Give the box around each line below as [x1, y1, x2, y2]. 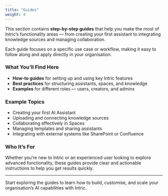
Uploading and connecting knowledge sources [12, 115, 109, 121]
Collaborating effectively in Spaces [12, 120, 85, 126]
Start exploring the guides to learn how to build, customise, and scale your [5, 179, 158, 185]
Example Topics [5, 98, 45, 105]
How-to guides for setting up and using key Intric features [12, 75, 133, 81]
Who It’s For [5, 143, 35, 150]
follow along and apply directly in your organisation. [5, 51, 112, 57]
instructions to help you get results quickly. [5, 165, 94, 171]
